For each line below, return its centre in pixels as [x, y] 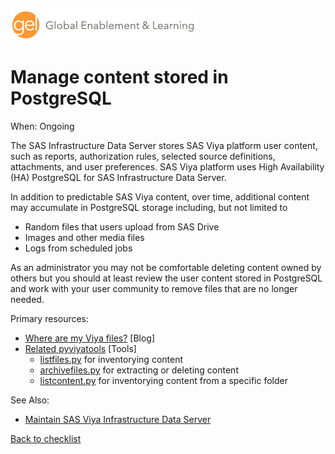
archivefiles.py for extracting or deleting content [139, 370]
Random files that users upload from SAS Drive [122, 226]
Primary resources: [50, 318]
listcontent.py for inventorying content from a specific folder [163, 380]
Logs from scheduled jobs [78, 248]
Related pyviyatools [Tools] [80, 348]
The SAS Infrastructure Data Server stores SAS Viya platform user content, [164, 145]
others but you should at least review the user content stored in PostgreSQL [166, 278]
